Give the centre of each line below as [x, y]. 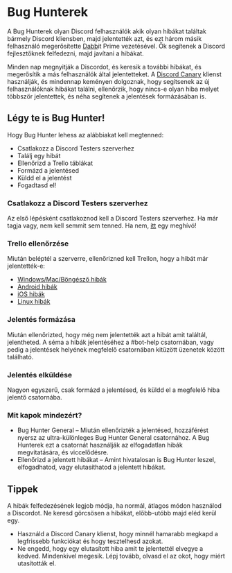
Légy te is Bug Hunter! [56, 118]
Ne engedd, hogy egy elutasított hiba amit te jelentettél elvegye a [110, 549]
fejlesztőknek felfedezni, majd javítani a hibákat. [75, 53]
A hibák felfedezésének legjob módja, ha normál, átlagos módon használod [114, 506]
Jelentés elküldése [40, 375]
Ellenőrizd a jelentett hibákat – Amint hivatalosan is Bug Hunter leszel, [116, 460]
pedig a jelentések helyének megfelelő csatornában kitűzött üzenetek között [116, 349]
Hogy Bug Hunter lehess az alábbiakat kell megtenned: [86, 135]
